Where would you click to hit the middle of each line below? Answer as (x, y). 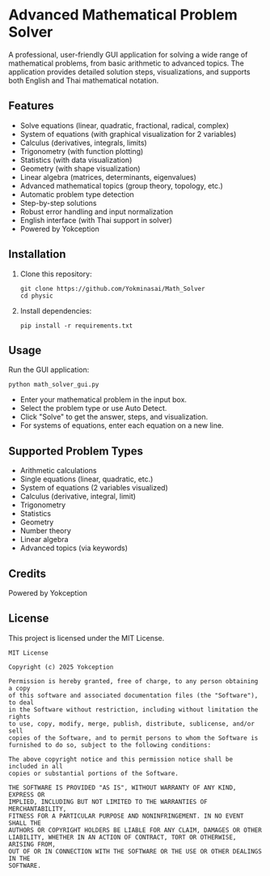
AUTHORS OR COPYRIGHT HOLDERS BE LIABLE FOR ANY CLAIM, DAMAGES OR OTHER (135, 830)
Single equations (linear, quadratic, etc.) (86, 479)
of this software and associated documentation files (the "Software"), (133, 695)
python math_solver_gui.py (54, 385)
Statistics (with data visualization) (76, 160)
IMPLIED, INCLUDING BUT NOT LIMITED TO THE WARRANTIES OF (108, 801)
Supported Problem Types (76, 451)
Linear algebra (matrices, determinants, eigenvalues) (108, 177)
